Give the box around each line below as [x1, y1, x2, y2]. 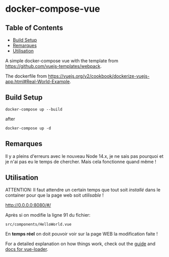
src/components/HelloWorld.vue [5, 222, 72, 227]
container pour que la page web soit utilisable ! [5, 192, 104, 198]
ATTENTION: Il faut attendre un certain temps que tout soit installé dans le [5, 187, 161, 193]
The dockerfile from [5, 73, 47, 79]
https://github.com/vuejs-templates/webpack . [5, 63, 102, 69]
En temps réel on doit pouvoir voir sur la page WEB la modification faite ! [5, 231, 158, 237]
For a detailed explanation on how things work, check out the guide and [5, 241, 156, 247]
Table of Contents [5, 24, 64, 32]
